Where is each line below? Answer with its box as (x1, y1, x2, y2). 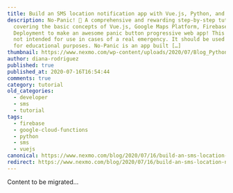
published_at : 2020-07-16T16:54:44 (7, 68, 110, 75)
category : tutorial (7, 81, 64, 88)
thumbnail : (7, 49, 39, 56)
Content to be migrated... (7, 178, 79, 186)
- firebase (13, 119, 45, 127)
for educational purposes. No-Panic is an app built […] (13, 42, 182, 49)
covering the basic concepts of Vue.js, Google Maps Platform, (13, 23, 200, 30)
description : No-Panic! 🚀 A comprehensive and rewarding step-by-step (7, 17, 216, 24)
